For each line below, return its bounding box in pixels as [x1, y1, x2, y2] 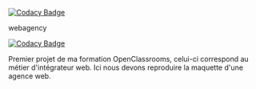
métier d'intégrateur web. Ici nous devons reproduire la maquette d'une [8, 63, 244, 72]
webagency [8, 23, 47, 32]
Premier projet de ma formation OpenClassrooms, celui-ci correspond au [8, 55, 250, 63]
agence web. [8, 71, 51, 80]
